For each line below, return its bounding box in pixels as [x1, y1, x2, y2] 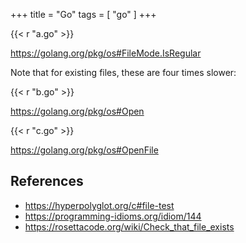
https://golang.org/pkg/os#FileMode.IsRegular [10, 47, 202, 59]
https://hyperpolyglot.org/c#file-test [24, 199, 175, 211]
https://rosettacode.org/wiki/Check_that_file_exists [24, 220, 235, 233]
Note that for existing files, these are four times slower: [10, 67, 237, 78]
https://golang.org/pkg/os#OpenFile [10, 144, 159, 156]
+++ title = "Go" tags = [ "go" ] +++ [10, 9, 157, 20]
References [10, 173, 84, 190]
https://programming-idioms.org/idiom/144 [24, 210, 202, 222]
